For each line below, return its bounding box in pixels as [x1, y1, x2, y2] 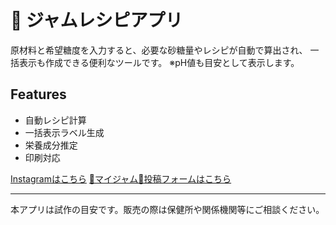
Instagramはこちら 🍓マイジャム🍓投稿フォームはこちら [10, 172, 232, 185]
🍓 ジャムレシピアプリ [10, 9, 183, 32]
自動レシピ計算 [24, 114, 87, 126]
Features [10, 86, 67, 103]
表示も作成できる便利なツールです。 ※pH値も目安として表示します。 [18, 56, 300, 68]
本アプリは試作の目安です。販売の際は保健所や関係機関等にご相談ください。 [10, 203, 325, 215]
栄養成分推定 [24, 139, 78, 151]
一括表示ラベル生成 [24, 126, 105, 138]
